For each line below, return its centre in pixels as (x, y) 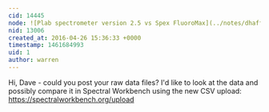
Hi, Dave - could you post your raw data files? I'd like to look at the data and (133, 82)
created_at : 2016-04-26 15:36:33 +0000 (75, 38)
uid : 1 (19, 52)
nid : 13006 (26, 30)
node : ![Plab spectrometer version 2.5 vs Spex (89, 23)
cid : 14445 (26, 15)
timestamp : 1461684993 (46, 45)
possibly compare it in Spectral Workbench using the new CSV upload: (125, 91)
